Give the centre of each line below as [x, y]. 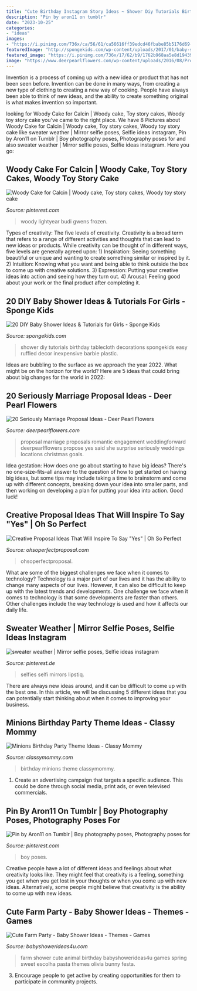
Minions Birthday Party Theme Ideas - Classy [91, 723]
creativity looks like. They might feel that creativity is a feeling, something [95, 875]
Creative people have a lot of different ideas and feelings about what [89, 868]
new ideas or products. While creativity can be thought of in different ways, [97, 245]
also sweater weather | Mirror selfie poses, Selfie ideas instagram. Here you [98, 145]
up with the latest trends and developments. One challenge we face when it [97, 591]
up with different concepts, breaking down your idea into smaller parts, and [97, 484]
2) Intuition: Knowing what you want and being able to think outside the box [97, 264]
